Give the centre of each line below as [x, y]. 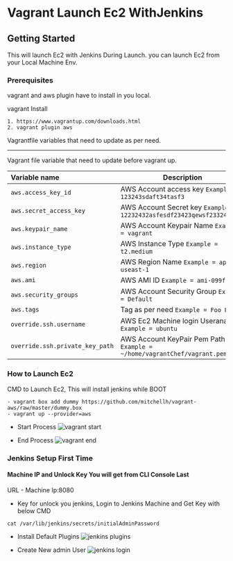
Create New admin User [52, 550]
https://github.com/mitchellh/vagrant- [139, 402]
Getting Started [41, 38]
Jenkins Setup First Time [50, 458]
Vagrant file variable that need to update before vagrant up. [92, 160]
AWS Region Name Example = [168, 262]
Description [182, 178]
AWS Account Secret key [161, 207]
